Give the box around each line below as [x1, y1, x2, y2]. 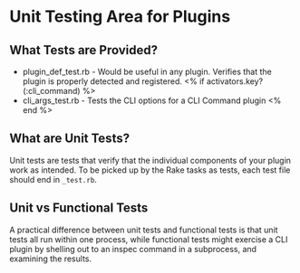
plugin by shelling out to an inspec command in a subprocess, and [9, 243, 256, 254]
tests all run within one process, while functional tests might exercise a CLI [9, 233, 288, 245]
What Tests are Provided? [9, 42, 159, 58]
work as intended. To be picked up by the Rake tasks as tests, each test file [9, 165, 291, 175]
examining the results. [9, 253, 92, 264]
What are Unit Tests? [9, 131, 130, 146]
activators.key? [206, 76, 264, 87]
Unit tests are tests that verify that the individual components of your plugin [9, 155, 292, 165]
